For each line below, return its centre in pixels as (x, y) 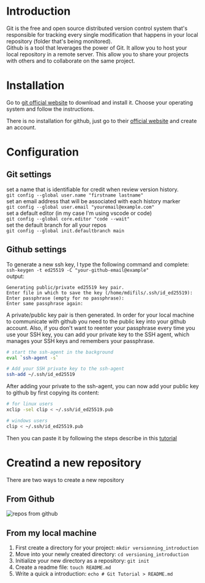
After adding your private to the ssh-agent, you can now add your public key (102, 386)
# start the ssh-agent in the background (60, 352)
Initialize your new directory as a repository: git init (82, 561)
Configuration (43, 152)
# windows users (27, 421)
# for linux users (30, 404)
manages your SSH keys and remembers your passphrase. (80, 340)
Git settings (29, 175)
